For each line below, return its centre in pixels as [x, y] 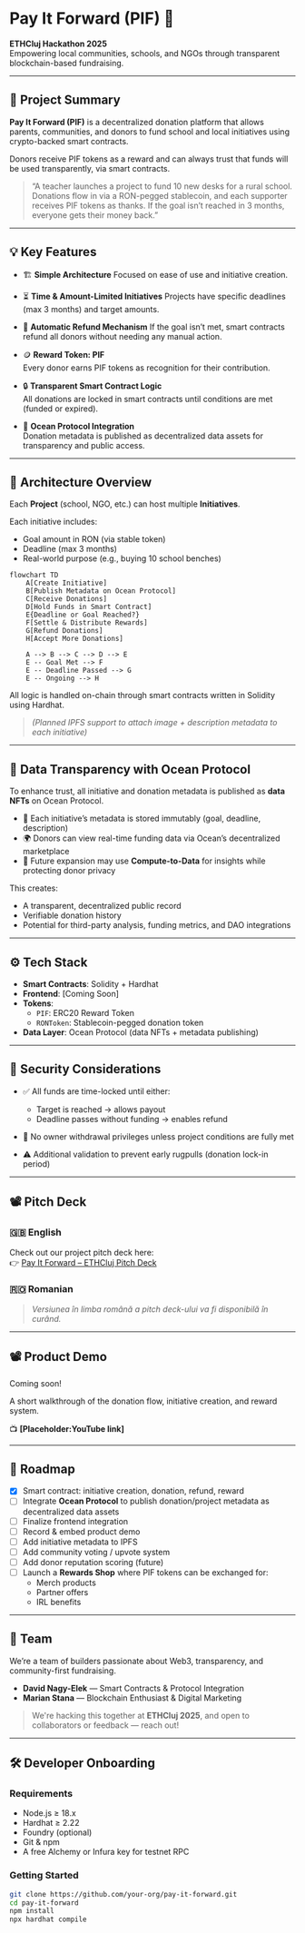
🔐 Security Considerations [85, 1069]
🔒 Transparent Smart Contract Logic [92, 386]
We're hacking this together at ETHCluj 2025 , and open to [140, 1715]
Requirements [41, 1794]
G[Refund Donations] [64, 631]
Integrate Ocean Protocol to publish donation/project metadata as [146, 1501]
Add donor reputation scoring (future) [93, 1562]
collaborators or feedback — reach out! [105, 1725]
